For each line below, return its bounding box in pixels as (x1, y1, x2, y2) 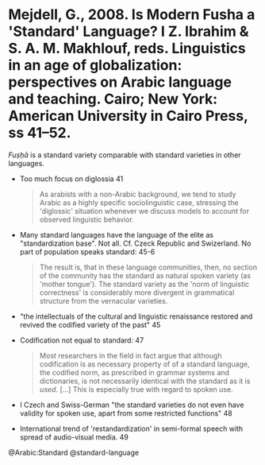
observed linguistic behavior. (39, 215, 135, 224)
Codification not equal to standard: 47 (19, 335, 144, 345)
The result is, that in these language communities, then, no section (39, 262, 258, 272)
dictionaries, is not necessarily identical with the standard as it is (39, 376, 251, 386)
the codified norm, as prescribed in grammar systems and (39, 367, 230, 377)
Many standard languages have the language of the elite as (19, 230, 214, 239)
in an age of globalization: (8, 56, 182, 75)
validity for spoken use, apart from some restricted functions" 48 (19, 408, 232, 418)
